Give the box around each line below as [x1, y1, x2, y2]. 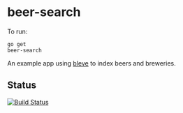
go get [7, 40, 27, 47]
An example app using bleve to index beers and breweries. [7, 59, 176, 67]
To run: [7, 27, 28, 36]
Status [7, 80, 37, 91]
